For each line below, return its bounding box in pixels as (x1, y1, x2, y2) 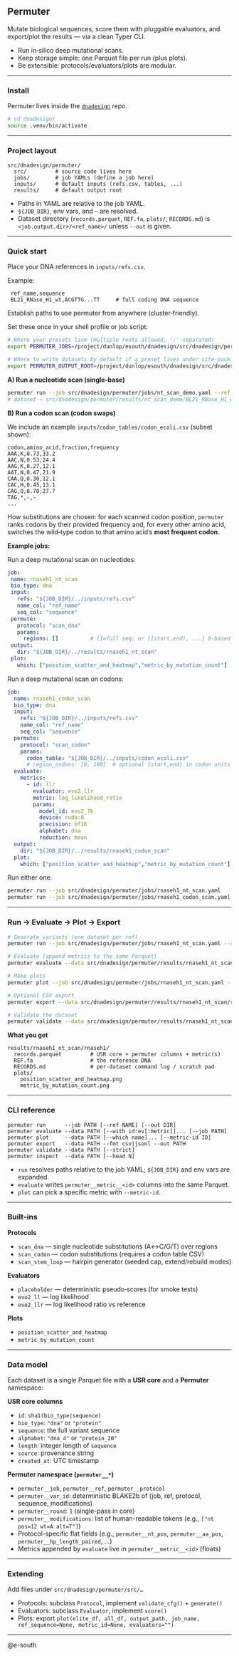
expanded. (17, 1172, 50, 1181)
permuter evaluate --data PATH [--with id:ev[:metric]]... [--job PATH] (7, 1128, 228, 1135)
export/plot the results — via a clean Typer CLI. (7, 32, 146, 41)
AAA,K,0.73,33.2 (7, 450, 55, 457)
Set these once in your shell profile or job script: (7, 323, 148, 331)
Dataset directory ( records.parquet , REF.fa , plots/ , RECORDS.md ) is (17, 214, 211, 223)
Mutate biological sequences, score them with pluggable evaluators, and (7, 24, 221, 33)
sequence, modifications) (17, 1499, 93, 1508)
